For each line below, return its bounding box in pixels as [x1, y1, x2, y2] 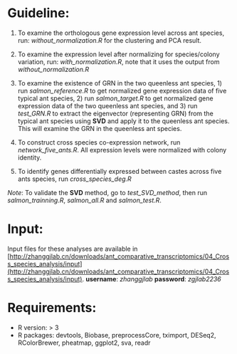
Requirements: [7, 300, 97, 316]
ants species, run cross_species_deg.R [17, 175, 132, 183]
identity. [17, 153, 42, 162]
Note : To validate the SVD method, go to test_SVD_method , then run [7, 188, 208, 197]
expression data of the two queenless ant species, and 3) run [17, 101, 198, 110]
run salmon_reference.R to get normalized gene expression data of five [17, 86, 227, 95]
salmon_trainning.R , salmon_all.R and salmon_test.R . [7, 196, 162, 204]
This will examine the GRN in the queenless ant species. [17, 124, 182, 132]
